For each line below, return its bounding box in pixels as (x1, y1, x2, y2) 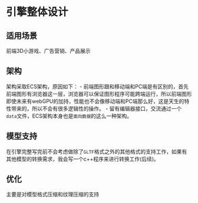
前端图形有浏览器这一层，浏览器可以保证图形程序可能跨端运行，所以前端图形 (6, 90, 192, 97)
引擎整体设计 (6, 5, 69, 19)
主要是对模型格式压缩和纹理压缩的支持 (6, 191, 99, 198)
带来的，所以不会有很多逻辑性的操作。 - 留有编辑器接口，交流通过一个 (11, 105, 182, 112)
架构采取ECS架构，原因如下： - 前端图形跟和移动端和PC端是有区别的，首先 (6, 83, 189, 90)
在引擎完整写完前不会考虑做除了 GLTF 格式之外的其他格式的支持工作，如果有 (6, 148, 187, 155)
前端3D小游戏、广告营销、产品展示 (6, 48, 91, 54)
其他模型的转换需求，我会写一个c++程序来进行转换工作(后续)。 (6, 155, 159, 162)
